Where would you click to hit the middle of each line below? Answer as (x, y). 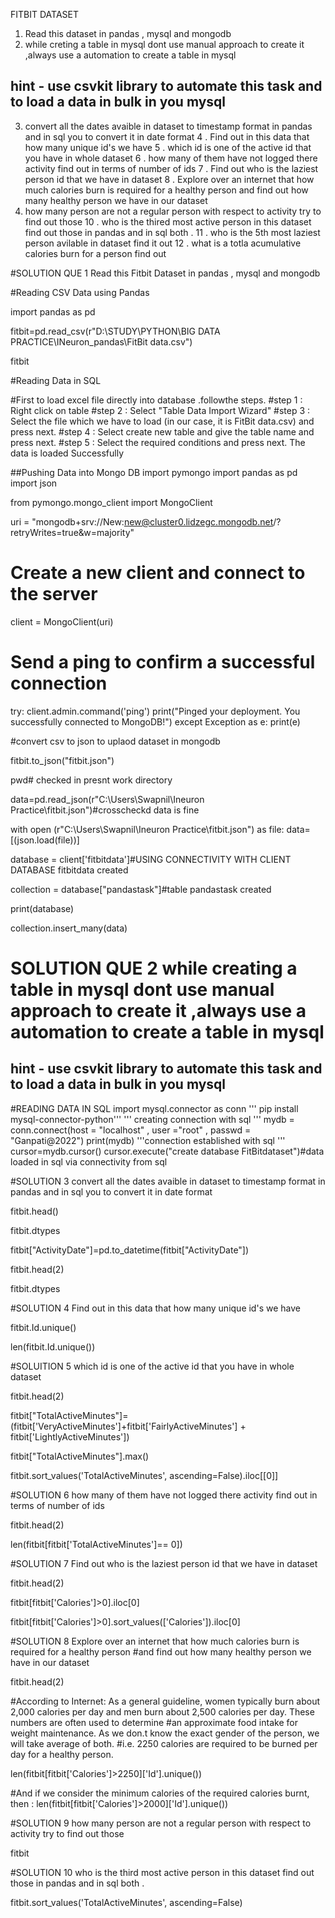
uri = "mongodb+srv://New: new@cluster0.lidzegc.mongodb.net (142, 521)
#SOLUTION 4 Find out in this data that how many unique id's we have (155, 1308)
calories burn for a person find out (95, 253)
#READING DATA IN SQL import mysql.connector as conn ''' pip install (154, 1108)
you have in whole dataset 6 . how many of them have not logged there (171, 158)
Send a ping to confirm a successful (163, 661)
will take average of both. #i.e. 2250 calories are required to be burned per (164, 1743)
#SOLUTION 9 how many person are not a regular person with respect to (161, 1823)
